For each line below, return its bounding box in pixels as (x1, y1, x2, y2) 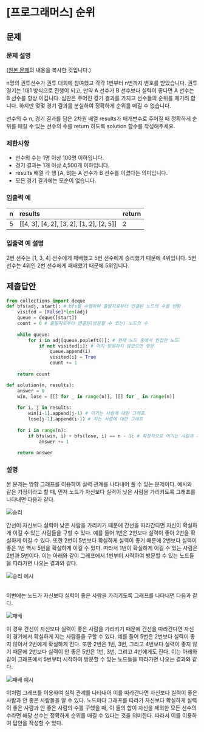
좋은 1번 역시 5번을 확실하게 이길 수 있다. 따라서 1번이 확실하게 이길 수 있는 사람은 (6, 544, 198, 552)
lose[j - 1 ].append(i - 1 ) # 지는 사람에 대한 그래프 (28, 416, 144, 422)
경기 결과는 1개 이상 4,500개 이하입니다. (15, 162, 110, 169)
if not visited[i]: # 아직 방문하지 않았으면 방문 (38, 343, 155, 349)
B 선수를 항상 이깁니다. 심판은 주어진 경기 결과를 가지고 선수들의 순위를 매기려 (6, 94, 189, 101)
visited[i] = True (49, 354, 97, 360)
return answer (17, 450, 53, 456)
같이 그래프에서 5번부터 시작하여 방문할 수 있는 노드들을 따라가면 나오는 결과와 (6, 655, 191, 663)
